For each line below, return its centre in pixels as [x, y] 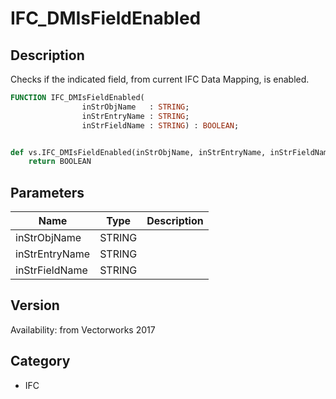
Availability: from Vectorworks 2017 [83, 329]
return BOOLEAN [60, 162]
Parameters [47, 192]
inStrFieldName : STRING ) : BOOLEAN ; [160, 125]
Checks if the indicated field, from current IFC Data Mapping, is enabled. [160, 79]
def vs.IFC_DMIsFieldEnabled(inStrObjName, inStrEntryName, [138, 152]
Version [35, 305]
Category [40, 361]
